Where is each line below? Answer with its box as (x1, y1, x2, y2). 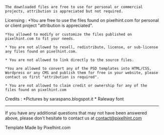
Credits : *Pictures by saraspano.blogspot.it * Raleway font (5, 96, 124, 102)
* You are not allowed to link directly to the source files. (5, 58, 134, 62)
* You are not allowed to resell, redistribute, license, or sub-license (5, 45, 159, 50)
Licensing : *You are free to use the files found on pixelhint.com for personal (5, 18, 159, 23)
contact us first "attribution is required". (5, 75, 99, 79)
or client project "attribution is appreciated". (5, 22, 93, 28)
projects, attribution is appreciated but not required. (5, 9, 123, 14)
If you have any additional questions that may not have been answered (5, 110, 147, 116)
